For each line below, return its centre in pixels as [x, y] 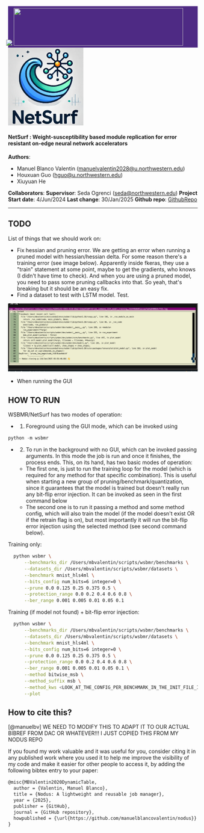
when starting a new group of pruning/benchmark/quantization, [105, 482]
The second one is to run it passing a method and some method [105, 507]
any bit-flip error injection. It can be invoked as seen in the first [104, 494]
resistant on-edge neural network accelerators [68, 143]
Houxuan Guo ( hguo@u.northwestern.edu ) [70, 175]
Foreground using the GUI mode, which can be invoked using [102, 426]
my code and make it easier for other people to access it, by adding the [97, 764]
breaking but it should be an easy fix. [63, 288]
